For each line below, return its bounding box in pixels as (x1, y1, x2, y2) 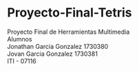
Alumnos (7, 34, 32, 43)
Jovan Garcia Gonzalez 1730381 (7, 50, 98, 58)
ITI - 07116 (7, 57, 36, 65)
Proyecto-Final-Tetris (7, 5, 132, 21)
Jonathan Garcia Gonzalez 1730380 (7, 42, 109, 50)
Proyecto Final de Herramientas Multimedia (7, 28, 130, 36)
